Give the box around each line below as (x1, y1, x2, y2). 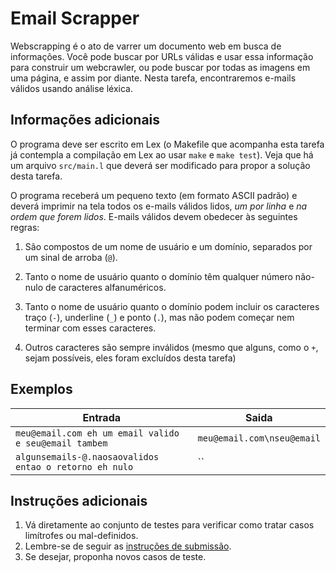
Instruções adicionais (10, 492, 148, 509)
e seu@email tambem (15, 437, 108, 449)
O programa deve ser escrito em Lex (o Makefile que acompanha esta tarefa (10, 138, 325, 150)
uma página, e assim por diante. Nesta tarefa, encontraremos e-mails (10, 72, 297, 84)
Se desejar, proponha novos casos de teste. (24, 551, 207, 563)
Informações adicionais (10, 112, 161, 129)
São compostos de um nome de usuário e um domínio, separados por (24, 240, 313, 252)
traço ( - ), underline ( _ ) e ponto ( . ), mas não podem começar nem (24, 311, 295, 323)
